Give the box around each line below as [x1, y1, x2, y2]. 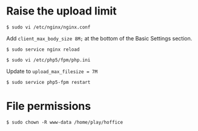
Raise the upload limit [6, 4, 117, 18]
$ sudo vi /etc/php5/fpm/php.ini [6, 57, 91, 63]
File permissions [6, 100, 91, 113]
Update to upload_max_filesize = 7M [6, 68, 98, 75]
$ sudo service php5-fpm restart [6, 79, 91, 85]
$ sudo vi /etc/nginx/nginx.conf [6, 24, 91, 30]
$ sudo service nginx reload [6, 46, 80, 53]
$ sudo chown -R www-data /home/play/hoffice [6, 119, 123, 125]
